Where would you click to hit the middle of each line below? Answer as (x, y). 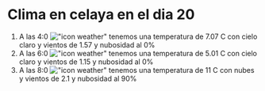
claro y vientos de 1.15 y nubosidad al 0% (86, 62)
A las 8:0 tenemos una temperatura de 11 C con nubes (136, 70)
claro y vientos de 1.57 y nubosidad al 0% (87, 44)
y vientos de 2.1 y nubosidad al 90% (78, 78)
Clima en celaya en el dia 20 (101, 15)
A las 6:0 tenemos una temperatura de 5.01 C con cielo (138, 53)
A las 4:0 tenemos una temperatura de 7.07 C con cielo (138, 36)
